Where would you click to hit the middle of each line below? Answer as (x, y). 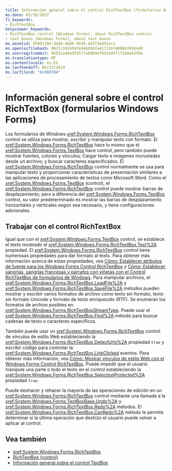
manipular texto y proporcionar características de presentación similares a (84, 172)
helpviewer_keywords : (28, 29)
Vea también (26, 439)
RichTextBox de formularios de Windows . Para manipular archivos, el (78, 277)
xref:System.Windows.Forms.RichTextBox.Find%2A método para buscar (82, 316)
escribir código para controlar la (39, 347)
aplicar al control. (24, 423)
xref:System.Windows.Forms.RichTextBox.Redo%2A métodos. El (73, 407)
